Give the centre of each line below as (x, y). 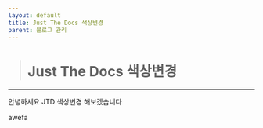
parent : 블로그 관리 (38, 30)
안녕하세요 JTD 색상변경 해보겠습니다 (65, 102)
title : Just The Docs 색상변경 (56, 23)
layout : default (34, 15)
